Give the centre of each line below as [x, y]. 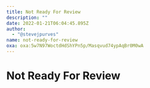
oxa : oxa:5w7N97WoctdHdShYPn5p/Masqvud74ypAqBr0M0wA [75, 46]
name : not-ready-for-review [42, 40]
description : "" [27, 18]
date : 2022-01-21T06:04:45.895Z [47, 23]
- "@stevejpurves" [36, 35]
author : [16, 29]
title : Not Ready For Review [43, 12]
